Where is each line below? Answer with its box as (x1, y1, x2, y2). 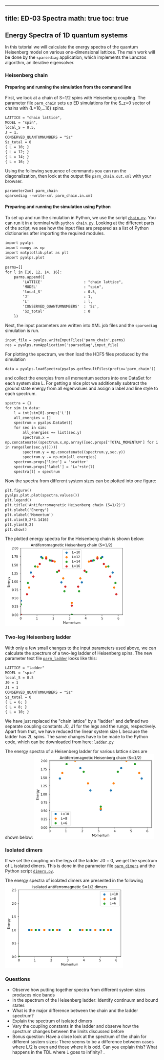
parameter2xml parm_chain (5, 188, 58, 193)
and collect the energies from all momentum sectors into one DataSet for (5, 375, 152, 381)
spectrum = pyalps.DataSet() (14, 420, 73, 425)
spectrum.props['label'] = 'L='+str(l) (14, 464, 95, 469)
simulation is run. (5, 328, 40, 333)
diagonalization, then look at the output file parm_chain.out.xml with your (5, 173, 151, 179)
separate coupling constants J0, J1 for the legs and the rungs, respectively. (5, 723, 157, 729)
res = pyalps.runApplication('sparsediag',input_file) (5, 342, 119, 348)
